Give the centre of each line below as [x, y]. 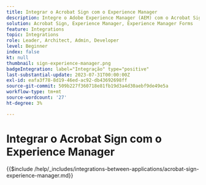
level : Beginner [27, 47]
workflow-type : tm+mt [34, 92]
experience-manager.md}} [40, 175]
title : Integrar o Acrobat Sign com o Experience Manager [82, 12]
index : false [23, 52]
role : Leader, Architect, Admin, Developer [63, 40]
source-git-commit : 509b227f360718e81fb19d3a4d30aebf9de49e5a [87, 86]
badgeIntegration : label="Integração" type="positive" [78, 69]
